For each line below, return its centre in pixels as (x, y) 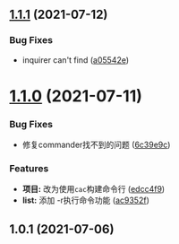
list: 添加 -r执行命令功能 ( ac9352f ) (85, 200)
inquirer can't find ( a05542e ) (76, 60)
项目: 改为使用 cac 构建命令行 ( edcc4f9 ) (94, 189)
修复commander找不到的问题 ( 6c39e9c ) (96, 145)
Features (29, 169)
